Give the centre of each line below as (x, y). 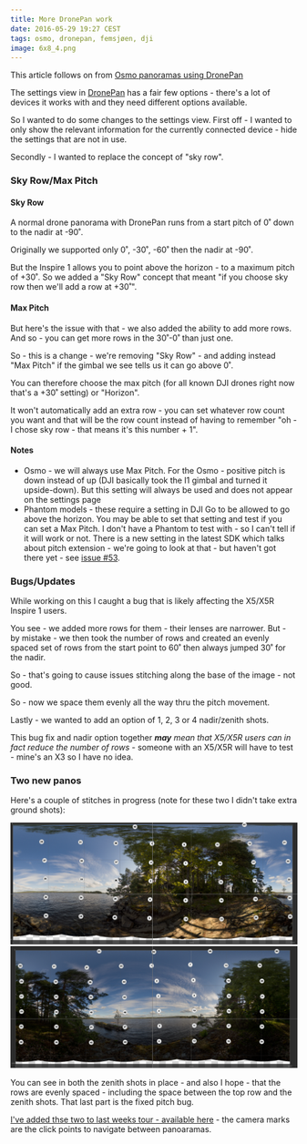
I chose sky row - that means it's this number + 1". (104, 429)
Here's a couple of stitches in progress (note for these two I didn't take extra (154, 801)
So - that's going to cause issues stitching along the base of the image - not (153, 675)
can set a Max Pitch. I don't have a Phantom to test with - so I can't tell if (159, 528)
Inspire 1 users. (39, 611)
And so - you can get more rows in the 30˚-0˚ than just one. (122, 338)
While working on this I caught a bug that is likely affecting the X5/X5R (143, 601)
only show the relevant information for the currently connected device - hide (154, 130)
